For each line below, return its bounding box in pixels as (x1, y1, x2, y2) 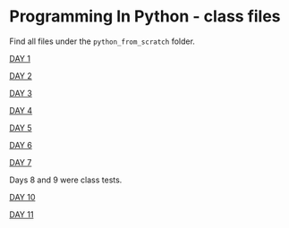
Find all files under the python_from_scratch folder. (9, 36, 195, 46)
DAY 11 (9, 208, 34, 220)
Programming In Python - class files (9, 6, 281, 27)
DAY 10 (9, 191, 36, 202)
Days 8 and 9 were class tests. (9, 174, 123, 185)
